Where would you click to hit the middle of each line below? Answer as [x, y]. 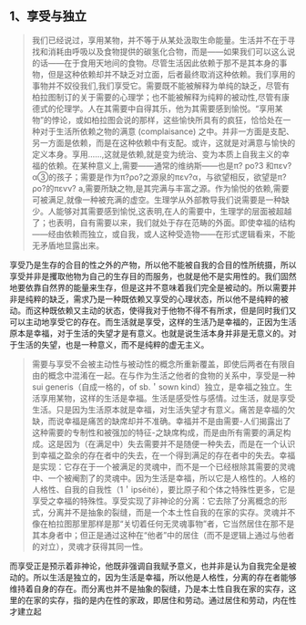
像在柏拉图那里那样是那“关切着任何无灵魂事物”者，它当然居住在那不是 [163, 524]
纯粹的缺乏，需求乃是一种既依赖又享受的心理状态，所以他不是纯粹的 [153, 298]
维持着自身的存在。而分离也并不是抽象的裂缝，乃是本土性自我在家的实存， [149, 589]
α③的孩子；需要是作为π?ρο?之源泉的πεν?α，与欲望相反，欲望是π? [159, 177]
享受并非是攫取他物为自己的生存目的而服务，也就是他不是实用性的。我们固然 [153, 276]
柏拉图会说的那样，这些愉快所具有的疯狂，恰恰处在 [187, 120]
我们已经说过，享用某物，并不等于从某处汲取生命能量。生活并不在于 [159, 40]
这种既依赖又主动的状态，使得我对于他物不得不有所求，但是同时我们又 [165, 310]
